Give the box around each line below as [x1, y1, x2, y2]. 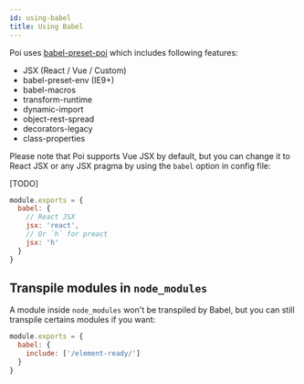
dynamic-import [22, 103, 84, 114]
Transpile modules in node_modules [9, 280, 208, 295]
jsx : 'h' [26, 238, 59, 247]
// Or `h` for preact [26, 229, 108, 239]
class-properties [22, 133, 86, 144]
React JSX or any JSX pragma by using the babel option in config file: [9, 160, 271, 171]
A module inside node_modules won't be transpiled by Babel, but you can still [9, 304, 295, 315]
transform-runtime [22, 93, 93, 105]
